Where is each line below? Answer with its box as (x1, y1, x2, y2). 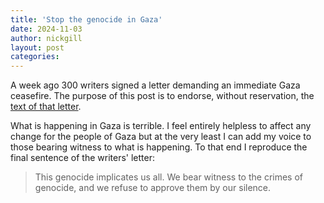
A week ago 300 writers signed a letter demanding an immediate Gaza (10, 79, 301, 91)
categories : (10, 52, 60, 62)
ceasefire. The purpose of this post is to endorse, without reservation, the (10, 90, 315, 102)
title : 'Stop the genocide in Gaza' (10, 14, 163, 25)
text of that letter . (10, 101, 82, 113)
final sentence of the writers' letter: (10, 152, 155, 164)
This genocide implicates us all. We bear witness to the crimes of (34, 171, 304, 183)
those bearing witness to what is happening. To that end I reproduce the (10, 141, 308, 153)
